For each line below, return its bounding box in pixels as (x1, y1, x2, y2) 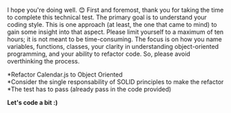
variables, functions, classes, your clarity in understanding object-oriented (7, 43, 219, 50)
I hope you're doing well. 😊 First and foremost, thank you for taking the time (7, 6, 224, 14)
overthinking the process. (7, 57, 80, 65)
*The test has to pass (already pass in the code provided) (7, 85, 172, 93)
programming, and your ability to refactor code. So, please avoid (7, 50, 191, 58)
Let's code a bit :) (7, 99, 58, 106)
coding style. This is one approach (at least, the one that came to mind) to (7, 21, 217, 28)
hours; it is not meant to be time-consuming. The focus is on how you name (7, 35, 222, 43)
